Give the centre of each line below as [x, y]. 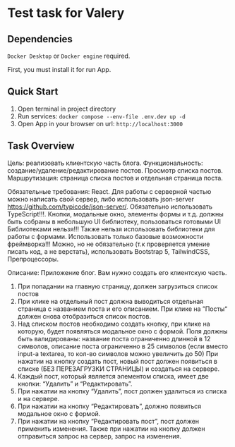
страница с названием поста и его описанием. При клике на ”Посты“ [122, 309]
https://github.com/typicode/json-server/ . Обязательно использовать [110, 207]
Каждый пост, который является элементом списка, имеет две [113, 376]
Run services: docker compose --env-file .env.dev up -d [101, 116]
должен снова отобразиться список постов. [84, 316]
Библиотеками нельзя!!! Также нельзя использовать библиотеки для [111, 229]
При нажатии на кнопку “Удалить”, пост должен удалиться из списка [122, 391]
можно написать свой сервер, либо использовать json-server [101, 199]
